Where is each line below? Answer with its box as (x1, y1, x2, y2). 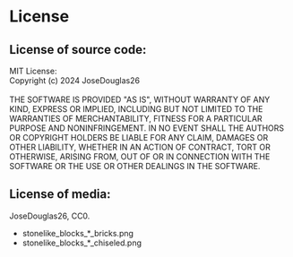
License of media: (9, 186, 111, 202)
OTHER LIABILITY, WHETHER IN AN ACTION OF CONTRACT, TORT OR (9, 141, 271, 152)
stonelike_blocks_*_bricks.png (22, 227, 134, 238)
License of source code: (9, 42, 147, 57)
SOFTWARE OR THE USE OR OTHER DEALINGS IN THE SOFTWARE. (9, 161, 261, 171)
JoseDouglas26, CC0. (9, 210, 90, 221)
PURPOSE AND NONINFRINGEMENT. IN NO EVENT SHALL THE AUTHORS (9, 123, 285, 133)
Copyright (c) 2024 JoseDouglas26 (9, 75, 141, 86)
